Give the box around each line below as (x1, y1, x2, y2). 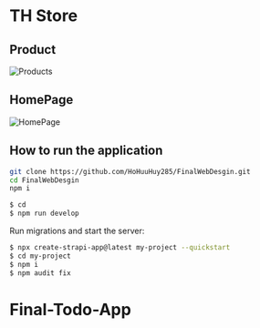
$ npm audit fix (9, 268, 71, 278)
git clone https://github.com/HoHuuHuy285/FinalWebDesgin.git (9, 167, 251, 176)
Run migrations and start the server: (9, 225, 145, 236)
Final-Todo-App (9, 299, 132, 320)
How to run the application (9, 143, 163, 159)
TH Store (9, 5, 78, 26)
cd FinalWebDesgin (9, 175, 79, 185)
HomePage (9, 92, 74, 108)
